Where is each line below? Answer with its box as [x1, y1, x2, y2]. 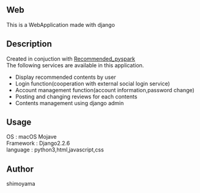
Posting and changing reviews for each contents [15, 93, 138, 100]
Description [6, 39, 52, 49]
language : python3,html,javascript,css [6, 146, 104, 153]
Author [6, 164, 34, 174]
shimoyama [6, 180, 35, 188]
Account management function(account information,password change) [15, 86, 194, 93]
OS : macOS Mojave [6, 133, 57, 140]
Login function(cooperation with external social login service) [15, 79, 170, 87]
